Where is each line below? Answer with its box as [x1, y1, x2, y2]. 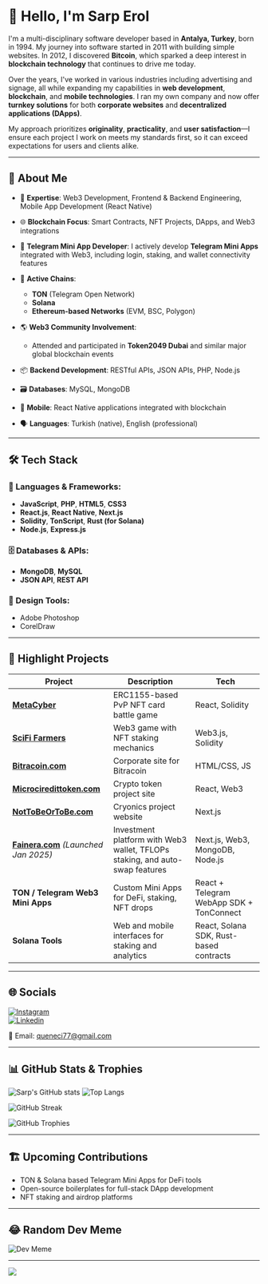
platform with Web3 [112, 834, 187, 845]
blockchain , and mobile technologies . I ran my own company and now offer [8, 91, 260, 101]
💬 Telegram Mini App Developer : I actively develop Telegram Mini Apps [19, 241, 259, 251]
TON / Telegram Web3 [12, 887, 99, 898]
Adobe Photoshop [19, 613, 80, 622]
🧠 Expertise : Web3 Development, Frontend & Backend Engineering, [19, 193, 242, 202]
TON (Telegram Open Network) [31, 289, 136, 299]
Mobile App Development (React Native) [19, 201, 153, 211]
